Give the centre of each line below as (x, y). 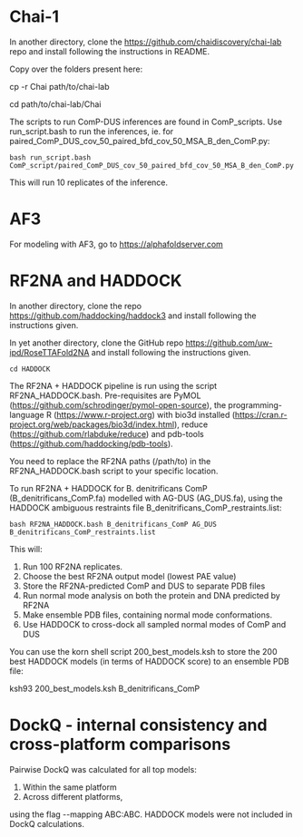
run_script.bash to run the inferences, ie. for (92, 131)
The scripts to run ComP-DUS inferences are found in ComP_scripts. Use (146, 122)
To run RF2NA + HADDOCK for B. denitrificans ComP (109, 488)
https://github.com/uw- (229, 343)
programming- (255, 404)
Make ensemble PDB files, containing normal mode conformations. (147, 615)
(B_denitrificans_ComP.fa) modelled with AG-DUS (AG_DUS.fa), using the (146, 498)
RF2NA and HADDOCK (96, 281)
